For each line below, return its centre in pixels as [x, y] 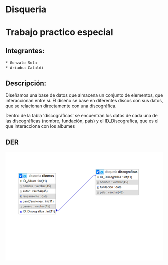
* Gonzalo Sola [21, 63]
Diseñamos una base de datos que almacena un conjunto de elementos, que [84, 95]
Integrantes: [25, 50]
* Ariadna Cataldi [24, 68]
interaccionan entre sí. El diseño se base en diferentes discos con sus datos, [84, 101]
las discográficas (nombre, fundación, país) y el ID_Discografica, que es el [82, 121]
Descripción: [26, 83]
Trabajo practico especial [59, 32]
